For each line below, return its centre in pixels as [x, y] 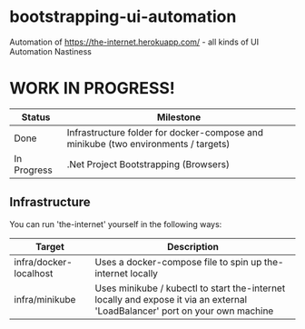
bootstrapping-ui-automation [123, 17]
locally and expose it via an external [171, 299]
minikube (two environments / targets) [148, 144]
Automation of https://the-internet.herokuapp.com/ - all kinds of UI [134, 42]
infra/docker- [43, 262]
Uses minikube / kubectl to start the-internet [190, 288]
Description [193, 246]
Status [36, 117]
